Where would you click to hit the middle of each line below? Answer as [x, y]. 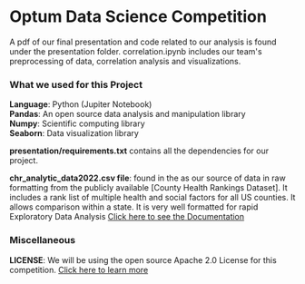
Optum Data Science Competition [138, 17]
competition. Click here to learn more [79, 269]
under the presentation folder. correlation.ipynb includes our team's [136, 51]
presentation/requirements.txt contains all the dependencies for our [139, 151]
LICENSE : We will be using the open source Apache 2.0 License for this [143, 260]
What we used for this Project [76, 84]
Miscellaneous [42, 240]
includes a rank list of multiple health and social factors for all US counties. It [152, 198]
